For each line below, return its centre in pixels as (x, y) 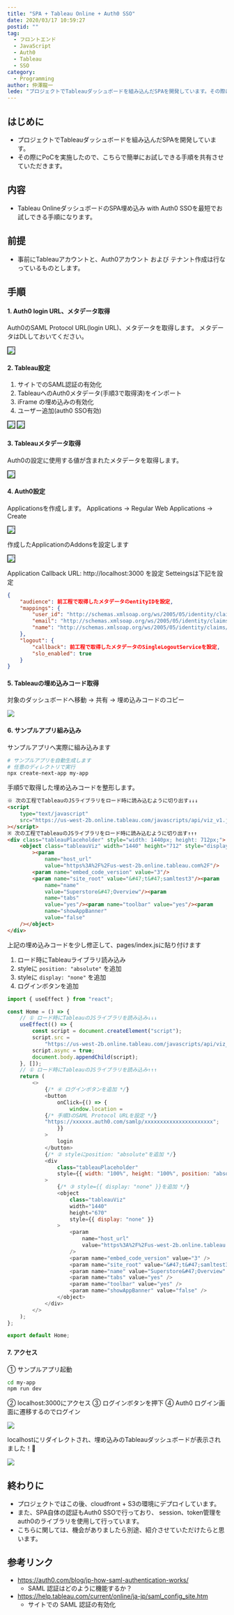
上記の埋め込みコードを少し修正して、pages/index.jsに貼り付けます (104, 945)
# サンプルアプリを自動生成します (49, 760)
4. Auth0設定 (26, 491)
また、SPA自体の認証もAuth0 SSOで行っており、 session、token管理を (119, 1512)
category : (22, 72)
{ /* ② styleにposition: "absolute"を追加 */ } (110, 1154)
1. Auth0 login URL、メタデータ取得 (58, 311)
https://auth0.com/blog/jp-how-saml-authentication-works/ (103, 1580)
